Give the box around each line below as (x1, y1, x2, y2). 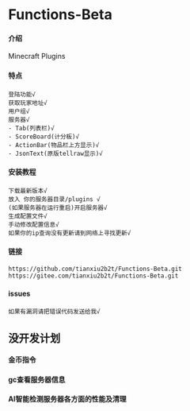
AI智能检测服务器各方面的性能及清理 (8, 394, 127, 404)
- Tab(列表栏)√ (8, 124, 55, 132)
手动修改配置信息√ (8, 220, 59, 228)
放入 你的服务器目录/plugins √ (8, 195, 101, 204)
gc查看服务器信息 (8, 374, 66, 384)
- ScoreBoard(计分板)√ (8, 133, 80, 141)
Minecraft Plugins (8, 52, 66, 61)
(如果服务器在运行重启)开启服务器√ (8, 204, 108, 211)
